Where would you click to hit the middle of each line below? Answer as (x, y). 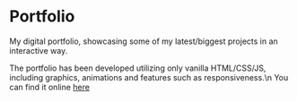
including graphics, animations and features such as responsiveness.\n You (149, 77)
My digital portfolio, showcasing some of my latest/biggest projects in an (144, 41)
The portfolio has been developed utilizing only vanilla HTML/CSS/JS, (138, 68)
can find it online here (49, 87)
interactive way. (39, 50)
